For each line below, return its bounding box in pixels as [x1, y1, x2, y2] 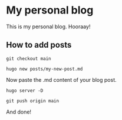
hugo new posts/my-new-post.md [6, 66, 83, 72]
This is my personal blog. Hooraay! [6, 23, 91, 30]
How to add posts [6, 40, 72, 50]
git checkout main [6, 55, 51, 62]
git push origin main [6, 98, 60, 104]
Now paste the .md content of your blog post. [6, 76, 117, 83]
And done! [6, 108, 31, 115]
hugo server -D [6, 88, 44, 94]
